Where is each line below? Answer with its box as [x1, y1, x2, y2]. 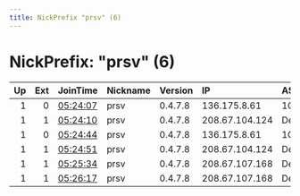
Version [159, 84, 194, 97]
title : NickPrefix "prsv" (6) [9, 13, 122, 22]
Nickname [106, 84, 151, 97]
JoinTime [57, 84, 98, 97]
